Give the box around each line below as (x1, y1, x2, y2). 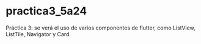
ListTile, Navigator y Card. (5, 30, 71, 37)
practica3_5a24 (5, 4, 87, 18)
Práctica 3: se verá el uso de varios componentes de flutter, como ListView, (5, 24, 196, 31)
